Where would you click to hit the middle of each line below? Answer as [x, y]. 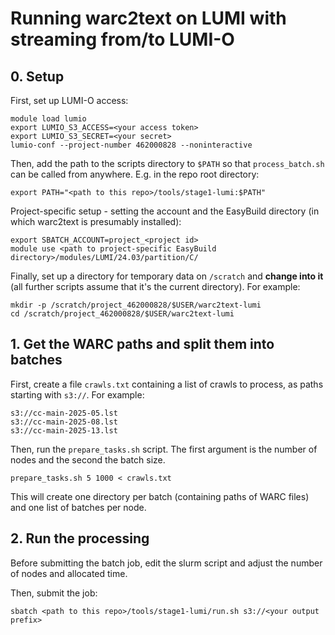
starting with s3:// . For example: [77, 394]
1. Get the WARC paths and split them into [142, 344]
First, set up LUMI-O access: [69, 100]
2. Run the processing [80, 538]
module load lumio [48, 119]
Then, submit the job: [54, 593]
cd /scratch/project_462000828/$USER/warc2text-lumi [122, 314]
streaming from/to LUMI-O [122, 39]
